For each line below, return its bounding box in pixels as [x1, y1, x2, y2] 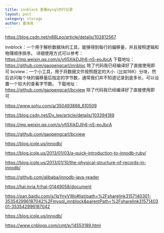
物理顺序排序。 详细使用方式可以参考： [5, 50, 83, 56]
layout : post [5, 12, 32, 17]
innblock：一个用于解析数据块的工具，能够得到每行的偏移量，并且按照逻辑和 [5, 44, 159, 50]
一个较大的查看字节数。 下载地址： [9, 81, 79, 87]
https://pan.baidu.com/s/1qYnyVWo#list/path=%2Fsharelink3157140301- [5, 193, 151, 199]
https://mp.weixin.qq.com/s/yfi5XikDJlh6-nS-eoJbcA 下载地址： [5, 57, 135, 63]
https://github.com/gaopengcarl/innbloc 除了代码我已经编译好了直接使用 [5, 63, 151, 68]
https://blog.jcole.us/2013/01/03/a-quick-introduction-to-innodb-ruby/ [5, 150, 146, 156]
